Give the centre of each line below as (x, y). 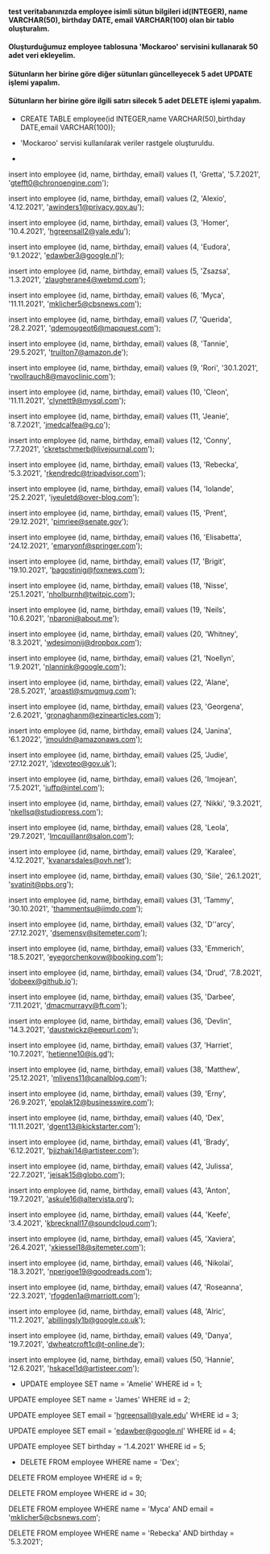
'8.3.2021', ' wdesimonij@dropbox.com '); (75, 642)
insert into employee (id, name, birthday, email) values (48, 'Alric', (117, 1311)
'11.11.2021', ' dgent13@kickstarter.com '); (75, 1126)
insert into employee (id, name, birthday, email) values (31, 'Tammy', (121, 900)
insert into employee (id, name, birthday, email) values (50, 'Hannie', (121, 1360)
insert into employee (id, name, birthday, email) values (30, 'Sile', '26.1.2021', (135, 876)
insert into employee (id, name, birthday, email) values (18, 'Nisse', (118, 585)
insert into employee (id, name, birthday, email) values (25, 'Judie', (118, 755)
